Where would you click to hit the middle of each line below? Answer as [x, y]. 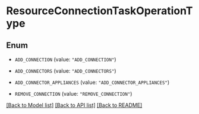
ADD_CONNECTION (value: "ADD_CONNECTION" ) [66, 59]
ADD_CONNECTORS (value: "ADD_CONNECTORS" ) [66, 71]
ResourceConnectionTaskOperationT [99, 11]
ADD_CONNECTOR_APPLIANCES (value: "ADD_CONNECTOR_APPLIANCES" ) [92, 82]
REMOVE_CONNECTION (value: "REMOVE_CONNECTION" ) [73, 94]
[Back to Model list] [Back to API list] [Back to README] [74, 105]
